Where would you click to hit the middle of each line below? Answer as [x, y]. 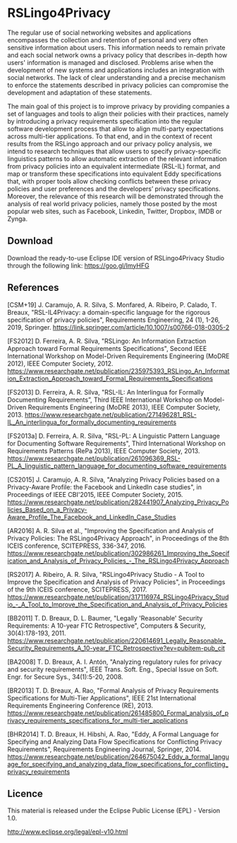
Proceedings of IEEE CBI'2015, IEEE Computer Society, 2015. [95, 494]
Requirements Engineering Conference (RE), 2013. [80, 705]
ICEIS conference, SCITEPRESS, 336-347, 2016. [77, 546]
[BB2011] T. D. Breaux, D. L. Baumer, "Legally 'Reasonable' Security [105, 618]
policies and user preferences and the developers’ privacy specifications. [114, 189]
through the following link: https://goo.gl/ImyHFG [78, 265]
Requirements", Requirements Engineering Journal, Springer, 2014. [104, 749]
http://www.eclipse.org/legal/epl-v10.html [68, 832]
